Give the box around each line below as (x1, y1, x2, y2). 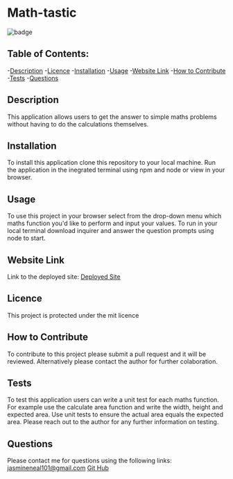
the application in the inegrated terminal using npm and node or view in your (7, 165, 225, 174)
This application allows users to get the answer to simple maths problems (7, 113, 217, 121)
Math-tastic (7, 5, 77, 21)
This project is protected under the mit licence (7, 311, 139, 319)
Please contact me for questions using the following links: (7, 457, 172, 465)
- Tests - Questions (7, 74, 59, 82)
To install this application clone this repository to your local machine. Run (7, 159, 216, 167)
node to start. (7, 234, 46, 243)
